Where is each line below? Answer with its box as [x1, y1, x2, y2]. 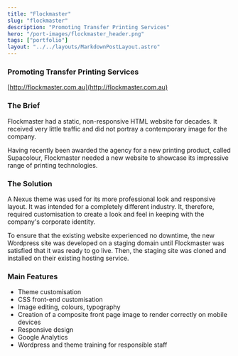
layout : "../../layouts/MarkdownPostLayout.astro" [7, 43, 161, 50]
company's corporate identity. [7, 217, 96, 226]
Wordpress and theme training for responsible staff [17, 340, 168, 349]
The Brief [7, 101, 40, 111]
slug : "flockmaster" [7, 17, 69, 24]
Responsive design [17, 325, 74, 334]
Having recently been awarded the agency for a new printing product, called [7, 146, 231, 154]
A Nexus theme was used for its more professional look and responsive [7, 195, 216, 203]
